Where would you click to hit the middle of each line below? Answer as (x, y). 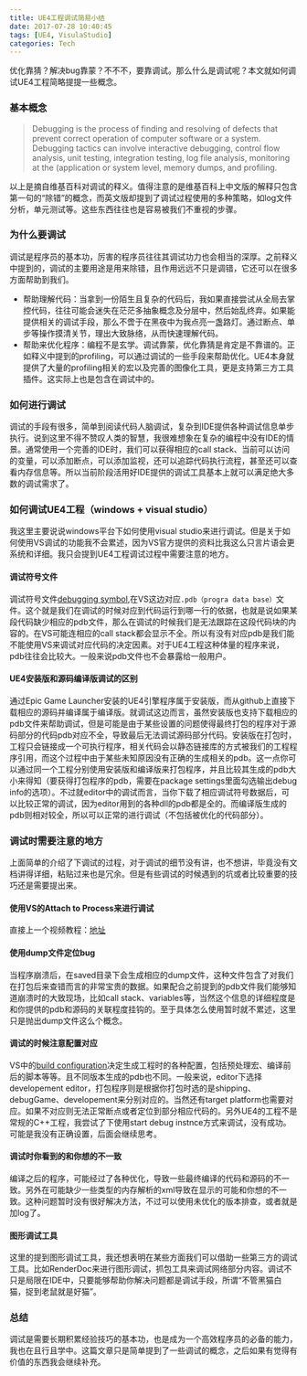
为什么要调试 (38, 235)
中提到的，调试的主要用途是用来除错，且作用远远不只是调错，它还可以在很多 (153, 268)
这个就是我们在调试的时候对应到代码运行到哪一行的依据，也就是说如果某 (161, 610)
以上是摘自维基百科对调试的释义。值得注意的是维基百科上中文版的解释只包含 (153, 186)
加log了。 (27, 1212)
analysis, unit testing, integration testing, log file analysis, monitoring (161, 157)
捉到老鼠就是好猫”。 (64, 1292)
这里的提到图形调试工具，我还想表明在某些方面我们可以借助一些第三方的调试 (153, 1257)
